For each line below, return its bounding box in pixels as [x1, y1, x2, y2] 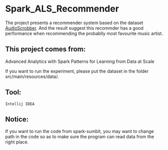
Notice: [5, 115, 29, 123]
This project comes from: [5, 45, 86, 53]
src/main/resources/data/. [5, 73, 59, 80]
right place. [5, 139, 29, 145]
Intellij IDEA [5, 101, 35, 106]
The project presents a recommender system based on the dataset [5, 20, 143, 26]
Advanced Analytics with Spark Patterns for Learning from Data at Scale [5, 58, 154, 64]
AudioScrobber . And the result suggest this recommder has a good [5, 25, 144, 31]
